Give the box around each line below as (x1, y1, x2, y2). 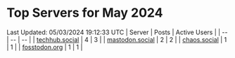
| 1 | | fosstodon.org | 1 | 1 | (6, 43, 83, 51)
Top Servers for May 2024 (6, 5, 163, 21)
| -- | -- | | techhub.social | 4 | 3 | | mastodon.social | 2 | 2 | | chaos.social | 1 (6, 35, 227, 43)
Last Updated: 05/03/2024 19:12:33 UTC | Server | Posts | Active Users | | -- (6, 28, 228, 36)
